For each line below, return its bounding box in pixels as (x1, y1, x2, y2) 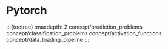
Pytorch (6, 4, 47, 17)
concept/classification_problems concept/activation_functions (6, 29, 162, 36)
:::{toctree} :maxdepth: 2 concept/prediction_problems (6, 23, 143, 30)
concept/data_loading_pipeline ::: (6, 36, 90, 43)
